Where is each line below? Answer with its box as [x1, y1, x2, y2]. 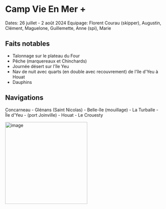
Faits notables [5, 40, 50, 48]
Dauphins [12, 79, 32, 85]
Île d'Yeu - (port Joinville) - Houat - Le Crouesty [5, 112, 103, 118]
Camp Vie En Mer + [5, 3, 86, 15]
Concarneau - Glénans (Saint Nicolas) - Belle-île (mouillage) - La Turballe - [5, 107, 159, 113]
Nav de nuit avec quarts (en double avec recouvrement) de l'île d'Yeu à [12, 69, 159, 74]
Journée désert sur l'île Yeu [12, 63, 69, 69]
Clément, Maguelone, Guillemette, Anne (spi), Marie [5, 25, 111, 31]
